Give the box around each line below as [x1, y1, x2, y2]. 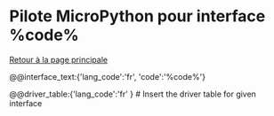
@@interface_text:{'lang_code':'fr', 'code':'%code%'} [9, 71, 206, 81]
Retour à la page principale [9, 54, 109, 65]
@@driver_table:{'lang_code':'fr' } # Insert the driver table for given [9, 89, 256, 99]
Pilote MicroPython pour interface [9, 6, 266, 27]
